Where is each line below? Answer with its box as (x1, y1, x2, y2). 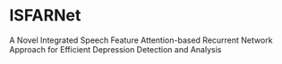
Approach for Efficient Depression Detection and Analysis (9, 44, 222, 54)
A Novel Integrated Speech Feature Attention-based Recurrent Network (9, 35, 273, 45)
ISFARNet (9, 5, 81, 26)
